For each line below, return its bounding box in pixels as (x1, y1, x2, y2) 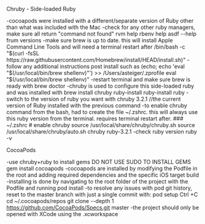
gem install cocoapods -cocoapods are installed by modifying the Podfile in (6, 165, 198, 172)
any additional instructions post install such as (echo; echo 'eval (23, 63, 185, 70)
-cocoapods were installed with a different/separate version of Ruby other (6, 17, 194, 24)
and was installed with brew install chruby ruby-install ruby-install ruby (6, 89, 185, 96)
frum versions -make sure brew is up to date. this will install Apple (6, 37, 173, 44)
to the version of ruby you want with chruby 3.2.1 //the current (24, 95, 181, 102)
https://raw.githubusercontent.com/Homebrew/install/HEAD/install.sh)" (6, 56, 186, 63)
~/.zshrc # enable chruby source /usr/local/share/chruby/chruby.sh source (6, 122, 195, 128)
